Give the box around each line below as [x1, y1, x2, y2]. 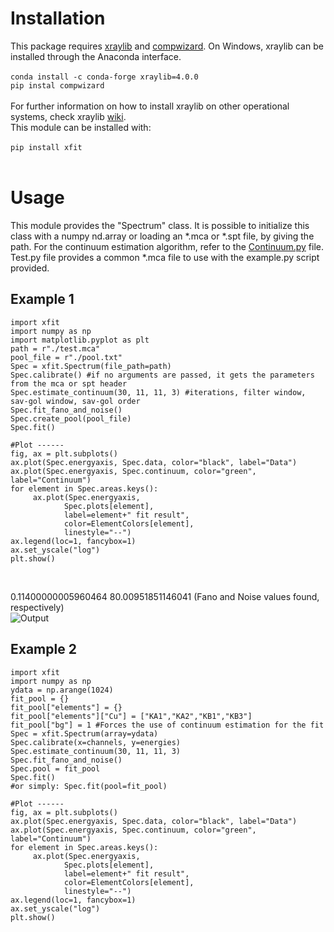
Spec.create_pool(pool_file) [10, 413, 132, 424]
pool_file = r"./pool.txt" [10, 352, 123, 362]
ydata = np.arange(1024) [10, 685, 114, 695]
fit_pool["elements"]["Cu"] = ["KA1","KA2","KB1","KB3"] [10, 711, 253, 721]
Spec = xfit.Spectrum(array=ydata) [10, 728, 159, 739]
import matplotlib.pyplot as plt [10, 335, 150, 345]
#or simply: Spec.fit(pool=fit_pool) [10, 781, 168, 791]
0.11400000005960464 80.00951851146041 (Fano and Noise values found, [10, 590, 320, 602]
